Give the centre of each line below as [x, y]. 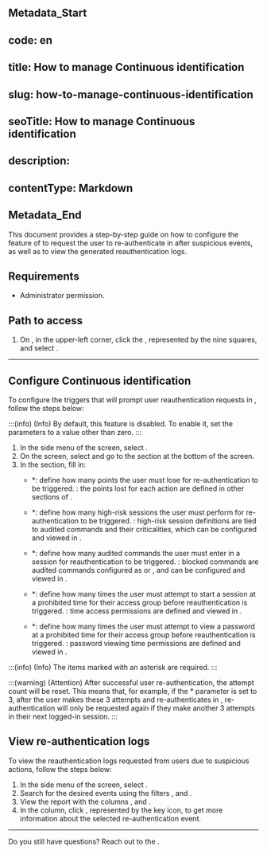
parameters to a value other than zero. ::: [75, 432]
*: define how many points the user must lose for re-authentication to [145, 480]
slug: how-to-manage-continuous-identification [131, 94]
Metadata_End [45, 215]
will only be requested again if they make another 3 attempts [156, 707]
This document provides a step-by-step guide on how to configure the [124, 234]
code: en [31, 40]
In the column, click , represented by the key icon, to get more [121, 810]
